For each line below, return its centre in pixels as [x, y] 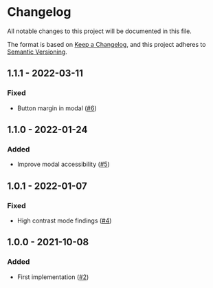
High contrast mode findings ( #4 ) [64, 220]
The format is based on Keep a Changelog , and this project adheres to [106, 44]
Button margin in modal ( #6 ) [57, 108]
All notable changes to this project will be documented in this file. [100, 31]
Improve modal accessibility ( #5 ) [63, 164]
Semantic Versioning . [37, 52]
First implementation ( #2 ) [53, 277]
